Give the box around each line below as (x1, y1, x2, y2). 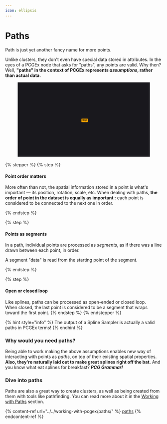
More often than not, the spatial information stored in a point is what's (5, 184, 149, 190)
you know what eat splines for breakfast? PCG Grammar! (5, 364, 123, 370)
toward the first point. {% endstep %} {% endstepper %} (5, 310, 122, 316)
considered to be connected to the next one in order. (5, 200, 114, 206)
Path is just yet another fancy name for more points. (5, 46, 112, 52)
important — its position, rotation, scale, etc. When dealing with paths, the (5, 190, 158, 196)
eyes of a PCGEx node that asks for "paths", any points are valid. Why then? (5, 61, 162, 67)
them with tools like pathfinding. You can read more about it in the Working (5, 394, 159, 400)
